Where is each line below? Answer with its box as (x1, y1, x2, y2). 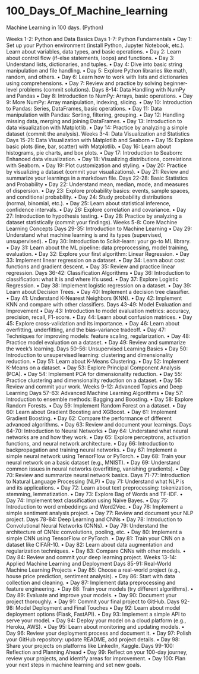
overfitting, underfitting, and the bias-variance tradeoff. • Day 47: (6, 326, 166, 333)
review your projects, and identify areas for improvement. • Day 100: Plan (6, 654, 186, 662)
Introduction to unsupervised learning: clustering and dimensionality (6, 351, 173, 358)
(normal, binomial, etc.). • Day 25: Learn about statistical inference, (6, 199, 171, 206)
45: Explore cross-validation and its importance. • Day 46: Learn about (6, 319, 180, 327)
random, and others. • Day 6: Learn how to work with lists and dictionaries (6, 73, 188, 80)
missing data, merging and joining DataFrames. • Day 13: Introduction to (6, 117, 182, 124)
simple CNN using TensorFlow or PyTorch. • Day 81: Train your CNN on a (6, 534, 185, 542)
